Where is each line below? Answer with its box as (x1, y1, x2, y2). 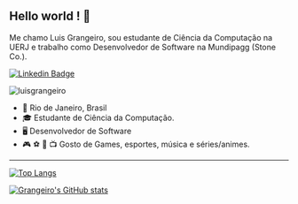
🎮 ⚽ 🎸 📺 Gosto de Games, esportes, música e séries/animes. (21, 139, 250, 149)
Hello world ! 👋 (9, 9, 91, 24)
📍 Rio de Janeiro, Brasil (21, 102, 107, 113)
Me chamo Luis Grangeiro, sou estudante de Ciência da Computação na (9, 32, 273, 42)
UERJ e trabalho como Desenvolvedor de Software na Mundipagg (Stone (9, 42, 277, 52)
